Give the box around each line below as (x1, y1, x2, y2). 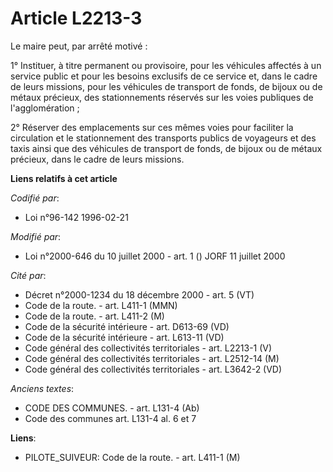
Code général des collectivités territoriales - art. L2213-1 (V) (24, 342, 273, 354)
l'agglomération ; (10, 102, 80, 114)
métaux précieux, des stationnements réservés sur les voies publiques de (10, 91, 314, 103)
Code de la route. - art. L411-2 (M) (24, 310, 165, 322)
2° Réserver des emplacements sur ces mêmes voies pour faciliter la (10, 121, 294, 133)
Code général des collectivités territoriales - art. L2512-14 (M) (24, 352, 280, 364)
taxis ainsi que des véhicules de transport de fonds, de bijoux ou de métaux (10, 142, 323, 154)
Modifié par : (10, 230, 62, 242)
